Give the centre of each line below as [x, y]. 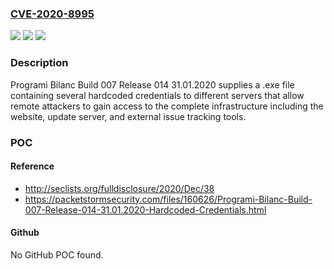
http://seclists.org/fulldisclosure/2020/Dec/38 [119, 188]
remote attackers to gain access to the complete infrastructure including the [167, 106]
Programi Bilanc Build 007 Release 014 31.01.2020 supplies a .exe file [152, 84]
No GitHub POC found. [57, 254]
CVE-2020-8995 [52, 14]
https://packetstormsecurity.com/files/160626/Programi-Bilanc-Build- [168, 199]
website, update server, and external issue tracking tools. [128, 116]
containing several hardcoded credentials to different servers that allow [157, 95]
